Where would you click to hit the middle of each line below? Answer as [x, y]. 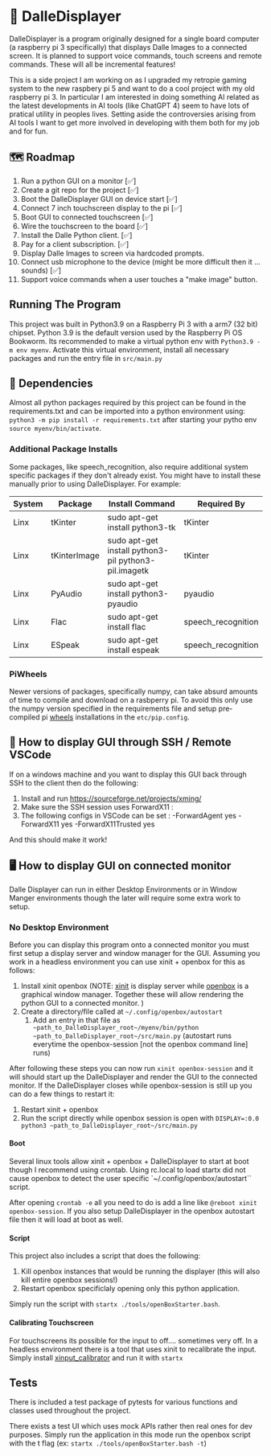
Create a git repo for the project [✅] [80, 190]
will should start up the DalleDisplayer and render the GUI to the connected [133, 1077]
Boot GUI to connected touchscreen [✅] [87, 217]
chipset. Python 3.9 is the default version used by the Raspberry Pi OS [126, 332]
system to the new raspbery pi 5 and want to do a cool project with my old [132, 88]
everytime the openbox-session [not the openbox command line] [140, 1044]
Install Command [142, 503]
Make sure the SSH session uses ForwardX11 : [97, 806]
